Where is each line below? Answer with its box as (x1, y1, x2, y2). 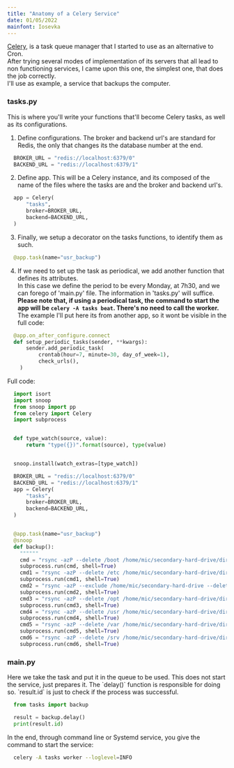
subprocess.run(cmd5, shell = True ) (19, 628, 120, 635)
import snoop (13, 397, 52, 404)
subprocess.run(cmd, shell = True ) (19, 563, 117, 570)
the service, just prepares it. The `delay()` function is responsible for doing (7, 681, 221, 689)
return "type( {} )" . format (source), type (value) (25, 442, 167, 449)
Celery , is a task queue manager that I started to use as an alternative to (7, 43, 214, 51)
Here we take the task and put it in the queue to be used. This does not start (7, 673, 226, 682)
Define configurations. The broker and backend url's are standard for (17, 133, 216, 142)
